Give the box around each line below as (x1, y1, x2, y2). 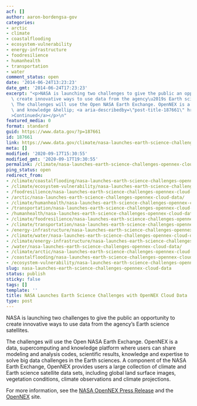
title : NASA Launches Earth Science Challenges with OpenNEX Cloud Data (6, 293, 188, 298)
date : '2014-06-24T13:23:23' (6, 80, 77, 86)
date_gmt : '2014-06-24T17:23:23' (6, 85, 88, 91)
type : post (6, 298, 33, 304)
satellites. (6, 327, 29, 334)
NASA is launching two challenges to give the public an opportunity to (6, 314, 175, 321)
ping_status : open (6, 167, 51, 173)
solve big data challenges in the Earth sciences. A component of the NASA (6, 357, 186, 364)
